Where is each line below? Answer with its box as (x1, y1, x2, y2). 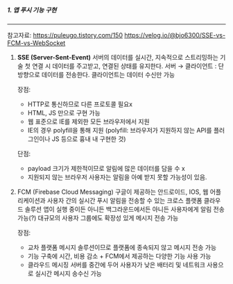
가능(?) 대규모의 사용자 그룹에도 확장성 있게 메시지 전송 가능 (17, 213, 179, 222)
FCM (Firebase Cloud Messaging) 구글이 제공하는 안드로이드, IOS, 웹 (17, 187, 209, 196)
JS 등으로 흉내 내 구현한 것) (51, 135, 126, 143)
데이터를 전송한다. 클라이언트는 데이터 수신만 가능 (41, 70, 175, 78)
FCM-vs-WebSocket (7, 38, 66, 47)
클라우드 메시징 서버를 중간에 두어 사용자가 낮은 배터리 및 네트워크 (27, 260, 206, 269)
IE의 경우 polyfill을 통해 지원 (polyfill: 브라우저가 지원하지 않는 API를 (27, 126, 213, 134)
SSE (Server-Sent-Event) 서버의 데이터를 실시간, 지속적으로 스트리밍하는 (17, 53, 218, 61)
